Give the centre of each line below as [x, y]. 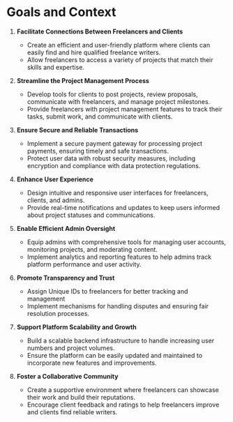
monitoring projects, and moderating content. [92, 249]
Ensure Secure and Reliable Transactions [77, 130]
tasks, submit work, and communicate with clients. [100, 116]
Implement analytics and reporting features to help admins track [119, 257]
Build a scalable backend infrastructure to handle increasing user [120, 340]
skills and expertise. [56, 67]
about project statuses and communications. [91, 215]
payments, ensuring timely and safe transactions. [98, 151]
